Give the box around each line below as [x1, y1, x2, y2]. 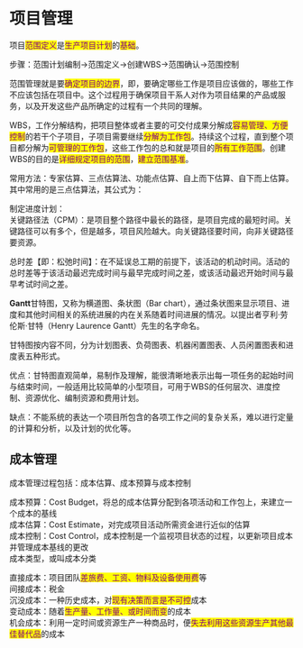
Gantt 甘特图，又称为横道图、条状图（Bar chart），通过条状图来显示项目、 [9, 297, 282, 308]
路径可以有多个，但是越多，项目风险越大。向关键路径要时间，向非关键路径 [16, 225, 294, 236]
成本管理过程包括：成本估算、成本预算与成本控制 [9, 477, 191, 488]
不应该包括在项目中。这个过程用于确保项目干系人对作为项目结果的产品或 [9, 89, 278, 100]
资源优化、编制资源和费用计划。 [24, 392, 144, 403]
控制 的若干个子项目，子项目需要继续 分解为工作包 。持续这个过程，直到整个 [9, 131, 286, 141]
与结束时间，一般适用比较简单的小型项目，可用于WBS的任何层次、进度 [9, 380, 272, 392]
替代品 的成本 [16, 628, 65, 639]
